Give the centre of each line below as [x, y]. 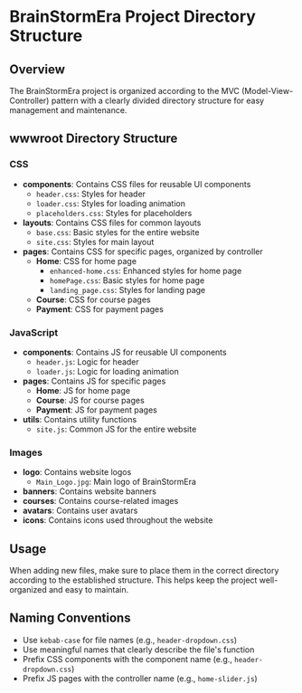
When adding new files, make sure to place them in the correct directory [144, 571]
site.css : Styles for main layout [95, 242]
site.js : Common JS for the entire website [116, 429]
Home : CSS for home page [86, 261]
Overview [38, 69]
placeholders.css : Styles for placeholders [114, 213]
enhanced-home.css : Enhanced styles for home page [146, 271]
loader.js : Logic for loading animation [107, 371]
